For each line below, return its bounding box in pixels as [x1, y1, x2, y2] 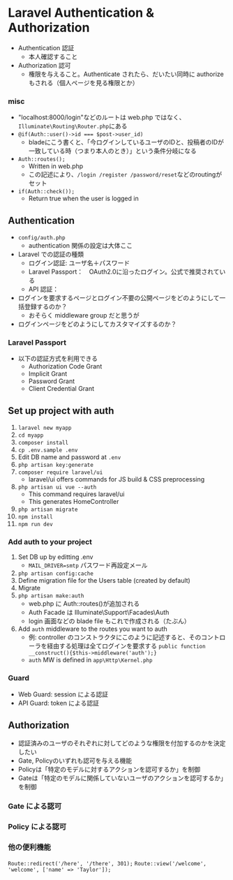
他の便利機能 [8, 842, 52, 852]
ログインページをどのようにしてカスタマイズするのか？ [17, 320, 177, 329]
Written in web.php [28, 162, 84, 170]
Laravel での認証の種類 [17, 250, 84, 259]
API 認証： [28, 285, 59, 294]
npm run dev [17, 521, 53, 528]
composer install [17, 440, 69, 447]
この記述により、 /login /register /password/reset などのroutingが [28, 170, 223, 179]
